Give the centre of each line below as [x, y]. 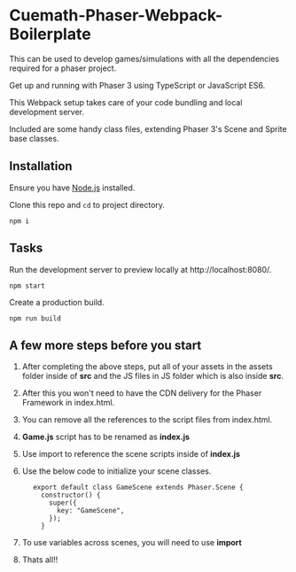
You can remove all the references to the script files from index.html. [147, 420]
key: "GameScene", [90, 511]
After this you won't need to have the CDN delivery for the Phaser [142, 393]
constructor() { [71, 495]
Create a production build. [57, 302]
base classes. [34, 138]
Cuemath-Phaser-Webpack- [116, 15]
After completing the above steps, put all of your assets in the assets [147, 367]
